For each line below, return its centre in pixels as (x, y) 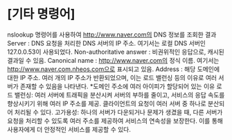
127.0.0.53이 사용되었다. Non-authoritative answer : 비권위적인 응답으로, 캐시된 (116, 52)
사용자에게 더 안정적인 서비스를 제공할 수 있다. (69, 129)
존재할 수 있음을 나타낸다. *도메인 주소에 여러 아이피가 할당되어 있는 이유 (117, 86)
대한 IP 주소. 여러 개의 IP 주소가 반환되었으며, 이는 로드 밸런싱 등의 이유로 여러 (112, 77)
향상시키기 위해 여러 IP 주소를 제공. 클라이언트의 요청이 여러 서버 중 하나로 (107, 103)
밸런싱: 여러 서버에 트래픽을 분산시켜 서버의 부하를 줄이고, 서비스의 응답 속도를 (119, 94)
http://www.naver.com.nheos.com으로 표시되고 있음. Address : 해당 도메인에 (114, 69)
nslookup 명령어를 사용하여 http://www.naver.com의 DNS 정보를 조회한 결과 (112, 34)
